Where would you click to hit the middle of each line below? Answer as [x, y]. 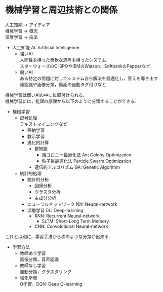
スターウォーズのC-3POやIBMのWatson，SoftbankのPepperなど [85, 66]
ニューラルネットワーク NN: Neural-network [72, 204]
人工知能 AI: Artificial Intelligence [46, 47]
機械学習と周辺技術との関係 [61, 10]
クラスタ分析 [47, 192]
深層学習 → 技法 [21, 37]
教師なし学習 [33, 265]
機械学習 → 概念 [21, 31]
